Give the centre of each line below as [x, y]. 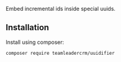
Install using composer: [35, 42]
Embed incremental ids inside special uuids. [61, 9]
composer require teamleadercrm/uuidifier [60, 53]
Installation [27, 27]
